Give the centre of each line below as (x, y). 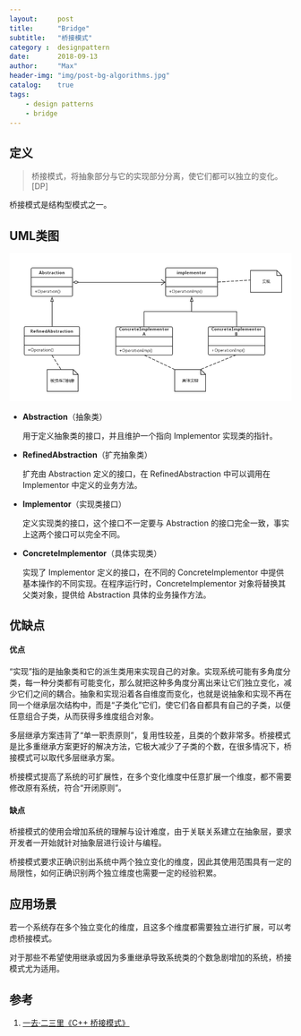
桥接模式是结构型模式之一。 (60, 205)
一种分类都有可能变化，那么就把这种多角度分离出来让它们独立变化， (158, 683)
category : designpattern (60, 47)
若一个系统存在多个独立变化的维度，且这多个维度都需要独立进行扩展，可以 (146, 928)
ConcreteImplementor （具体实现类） (92, 553)
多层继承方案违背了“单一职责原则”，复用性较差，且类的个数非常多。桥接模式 (150, 735)
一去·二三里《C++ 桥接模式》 (76, 1023)
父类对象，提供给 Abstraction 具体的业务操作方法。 (116, 595)
